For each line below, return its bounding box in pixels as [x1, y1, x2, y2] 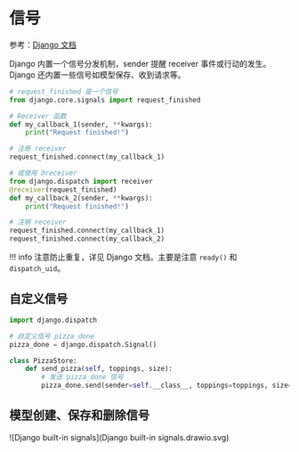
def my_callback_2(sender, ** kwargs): [9, 193, 153, 202]
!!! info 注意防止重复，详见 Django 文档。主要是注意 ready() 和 [9, 251, 238, 263]
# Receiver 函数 [9, 111, 67, 120]
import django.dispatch [9, 316, 98, 325]
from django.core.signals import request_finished [9, 95, 201, 104]
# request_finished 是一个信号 [9, 86, 118, 96]
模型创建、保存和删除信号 [9, 407, 149, 423]
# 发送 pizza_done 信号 [41, 373, 125, 382]
